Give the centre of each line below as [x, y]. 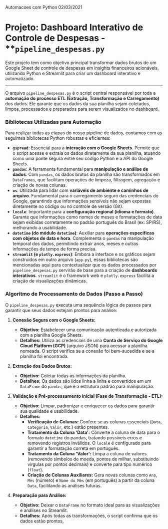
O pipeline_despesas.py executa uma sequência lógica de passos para [78, 305]
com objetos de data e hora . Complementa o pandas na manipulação [83, 238]
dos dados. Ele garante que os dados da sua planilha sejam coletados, [78, 103]
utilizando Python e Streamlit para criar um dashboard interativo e [73, 73]
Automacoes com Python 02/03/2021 [44, 7]
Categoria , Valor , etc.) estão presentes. [68, 427]
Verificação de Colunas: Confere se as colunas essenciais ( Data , [94, 422]
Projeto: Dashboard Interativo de [74, 28]
